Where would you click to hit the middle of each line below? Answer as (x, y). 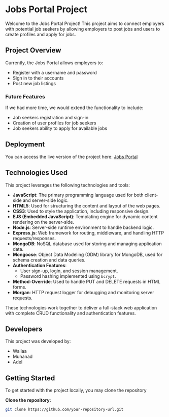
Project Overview (33, 50)
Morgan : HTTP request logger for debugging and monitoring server (83, 292)
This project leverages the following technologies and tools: (68, 185)
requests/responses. (34, 238)
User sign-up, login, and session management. (69, 271)
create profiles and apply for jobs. (41, 34)
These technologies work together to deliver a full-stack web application (81, 307)
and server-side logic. (46, 200)
